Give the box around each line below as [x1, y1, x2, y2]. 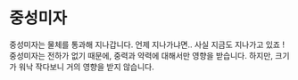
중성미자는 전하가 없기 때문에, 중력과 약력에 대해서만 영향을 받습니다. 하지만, [9, 50, 274, 60]
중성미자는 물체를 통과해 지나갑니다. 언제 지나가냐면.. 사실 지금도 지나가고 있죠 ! [9, 39, 286, 50]
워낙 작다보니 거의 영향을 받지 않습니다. [18, 61, 154, 72]
